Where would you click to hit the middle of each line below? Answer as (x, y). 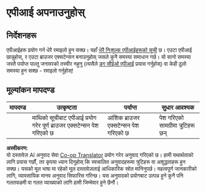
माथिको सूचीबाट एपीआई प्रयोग (64, 117)
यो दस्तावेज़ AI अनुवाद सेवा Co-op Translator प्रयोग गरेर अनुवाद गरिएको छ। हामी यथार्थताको (100, 155)
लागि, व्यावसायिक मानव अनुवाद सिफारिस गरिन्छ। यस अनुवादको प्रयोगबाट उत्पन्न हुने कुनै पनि (95, 175)
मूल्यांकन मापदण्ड (31, 90)
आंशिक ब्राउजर (123, 117)
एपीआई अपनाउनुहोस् (45, 13)
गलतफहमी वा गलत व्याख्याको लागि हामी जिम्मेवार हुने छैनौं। (63, 182)
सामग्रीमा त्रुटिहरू (177, 125)
